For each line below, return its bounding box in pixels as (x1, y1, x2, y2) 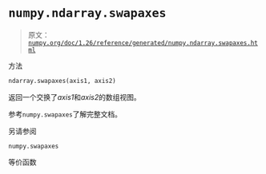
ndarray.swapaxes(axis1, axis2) (8, 77, 116, 85)
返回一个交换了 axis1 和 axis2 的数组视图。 (8, 92, 142, 101)
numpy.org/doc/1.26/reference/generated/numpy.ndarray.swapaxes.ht (27, 38, 258, 47)
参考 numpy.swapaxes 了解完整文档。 (8, 109, 123, 119)
